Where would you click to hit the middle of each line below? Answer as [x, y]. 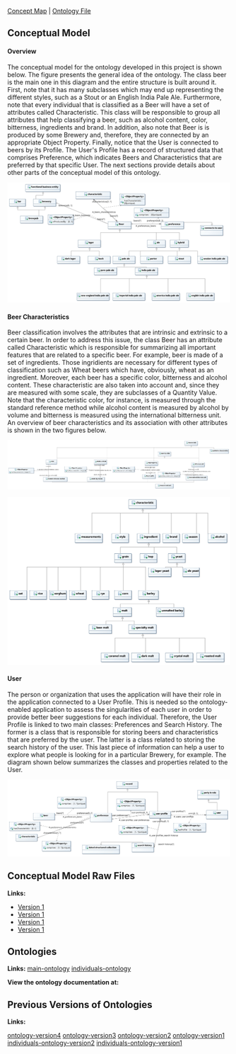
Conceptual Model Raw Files [71, 876]
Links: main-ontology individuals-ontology [69, 969]
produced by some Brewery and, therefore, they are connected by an [108, 135]
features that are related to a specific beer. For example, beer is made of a [115, 355]
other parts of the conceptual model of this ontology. [84, 172]
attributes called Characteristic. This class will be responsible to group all [114, 112]
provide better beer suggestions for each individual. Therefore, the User [112, 717]
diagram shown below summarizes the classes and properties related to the [118, 762]
